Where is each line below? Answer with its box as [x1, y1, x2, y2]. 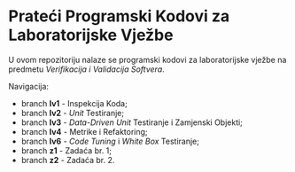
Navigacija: [8, 81, 50, 91]
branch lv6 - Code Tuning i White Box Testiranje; [20, 136, 200, 146]
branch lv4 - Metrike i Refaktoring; [20, 126, 148, 137]
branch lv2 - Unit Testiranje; [20, 107, 125, 118]
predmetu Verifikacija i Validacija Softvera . [8, 64, 165, 74]
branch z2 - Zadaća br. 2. [20, 154, 115, 165]
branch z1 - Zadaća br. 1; [20, 145, 113, 156]
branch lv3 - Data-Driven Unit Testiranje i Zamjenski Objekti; [20, 117, 243, 128]
